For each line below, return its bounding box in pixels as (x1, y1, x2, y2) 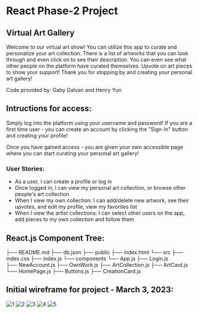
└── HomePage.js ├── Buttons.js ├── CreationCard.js (6, 267, 141, 274)
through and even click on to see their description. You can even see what (6, 56, 187, 63)
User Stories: (6, 164, 45, 173)
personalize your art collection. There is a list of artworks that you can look (6, 50, 189, 57)
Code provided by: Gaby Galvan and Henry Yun (6, 87, 122, 93)
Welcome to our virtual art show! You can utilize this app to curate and (6, 43, 177, 50)
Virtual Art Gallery (6, 28, 75, 38)
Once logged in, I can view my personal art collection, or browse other (14, 184, 186, 191)
